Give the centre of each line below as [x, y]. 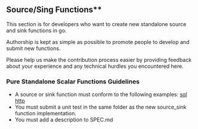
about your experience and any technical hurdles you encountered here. [95, 66]
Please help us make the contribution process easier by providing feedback [99, 59]
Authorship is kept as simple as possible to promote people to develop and [98, 42]
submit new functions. [33, 48]
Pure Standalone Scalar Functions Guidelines [73, 81]
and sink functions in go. [36, 30]
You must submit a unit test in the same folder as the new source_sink [100, 107]
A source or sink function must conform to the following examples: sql [101, 95]
